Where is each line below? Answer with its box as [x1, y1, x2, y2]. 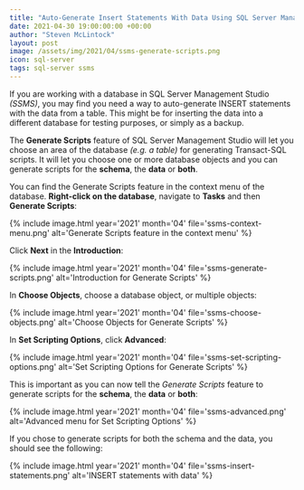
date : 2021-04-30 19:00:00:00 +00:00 [9, 22, 152, 31]
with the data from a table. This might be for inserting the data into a [9, 108, 264, 118]
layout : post [9, 38, 59, 48]
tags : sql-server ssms [9, 64, 95, 73]
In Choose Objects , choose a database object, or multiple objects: [9, 289, 258, 300]
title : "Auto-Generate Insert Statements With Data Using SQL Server [9, 13, 278, 23]
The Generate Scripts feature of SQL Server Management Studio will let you [9, 135, 294, 146]
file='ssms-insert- [187, 460, 255, 471]
